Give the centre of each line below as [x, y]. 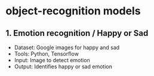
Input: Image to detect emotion [52, 60]
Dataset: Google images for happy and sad [67, 47]
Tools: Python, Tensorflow [46, 54]
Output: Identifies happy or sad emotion [63, 66]
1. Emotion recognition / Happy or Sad [77, 33]
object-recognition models [73, 11]
